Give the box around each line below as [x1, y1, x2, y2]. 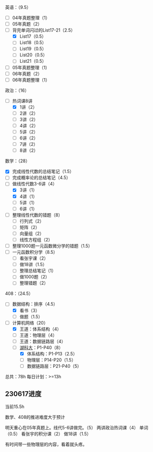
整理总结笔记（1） [19, 268, 57, 273]
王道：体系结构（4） [19, 326, 61, 332]
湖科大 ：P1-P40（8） [19, 344, 63, 350]
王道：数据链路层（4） [19, 338, 66, 344]
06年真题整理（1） [12, 77, 50, 83]
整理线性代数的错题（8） [12, 212, 63, 218]
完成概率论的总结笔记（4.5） [12, 175, 71, 181]
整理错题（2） [19, 280, 49, 286]
